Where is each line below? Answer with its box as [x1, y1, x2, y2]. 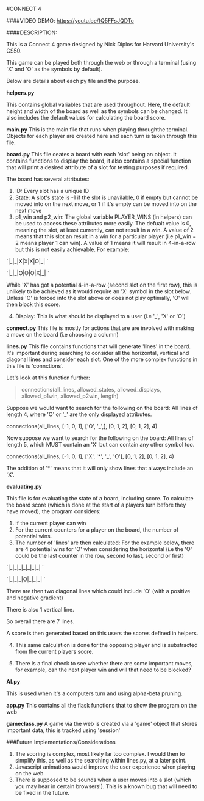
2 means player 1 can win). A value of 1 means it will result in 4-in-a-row [15, 240, 196, 246]
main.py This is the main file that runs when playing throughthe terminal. [6, 126, 189, 133]
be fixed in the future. [15, 789, 70, 796]
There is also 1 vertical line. [6, 606, 74, 613]
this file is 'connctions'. [6, 362, 64, 369]
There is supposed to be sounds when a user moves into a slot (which [15, 776, 191, 783]
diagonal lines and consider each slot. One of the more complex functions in [6, 356, 198, 363]
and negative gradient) [6, 594, 63, 601]
